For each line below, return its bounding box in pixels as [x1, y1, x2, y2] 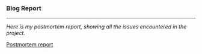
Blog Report [6, 4, 42, 12]
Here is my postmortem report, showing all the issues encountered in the [6, 23, 187, 30]
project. [6, 30, 26, 37]
